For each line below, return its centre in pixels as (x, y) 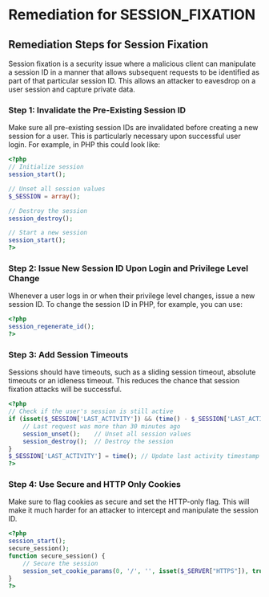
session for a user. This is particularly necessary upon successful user (125, 136)
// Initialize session (46, 167)
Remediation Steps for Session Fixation (108, 45)
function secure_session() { (57, 556)
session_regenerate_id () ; (51, 327)
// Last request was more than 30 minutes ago (102, 426)
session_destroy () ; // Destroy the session (98, 441)
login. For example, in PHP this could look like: (84, 145)
